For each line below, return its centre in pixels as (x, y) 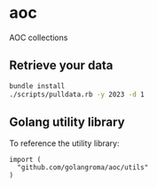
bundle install (37, 86)
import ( (25, 160)
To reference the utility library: (64, 143)
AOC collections (39, 37)
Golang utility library (67, 122)
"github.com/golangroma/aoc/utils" (83, 167)
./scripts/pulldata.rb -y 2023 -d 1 (77, 94)
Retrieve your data (61, 65)
